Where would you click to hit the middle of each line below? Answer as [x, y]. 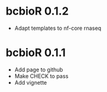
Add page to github [39, 69]
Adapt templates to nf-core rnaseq [58, 28]
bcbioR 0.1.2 [37, 11]
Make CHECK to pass [41, 76]
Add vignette [31, 82]
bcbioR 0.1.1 [36, 53]
